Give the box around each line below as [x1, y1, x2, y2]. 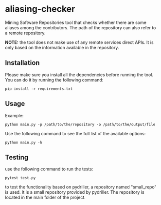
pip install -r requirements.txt [5, 86, 73, 91]
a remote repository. [5, 30, 46, 36]
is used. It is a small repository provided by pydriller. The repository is [5, 189, 144, 195]
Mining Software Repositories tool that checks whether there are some [5, 20, 147, 25]
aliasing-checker [5, 3, 75, 15]
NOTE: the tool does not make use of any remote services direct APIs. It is [5, 39, 154, 45]
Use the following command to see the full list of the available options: [5, 130, 146, 136]
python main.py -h [5, 140, 42, 145]
